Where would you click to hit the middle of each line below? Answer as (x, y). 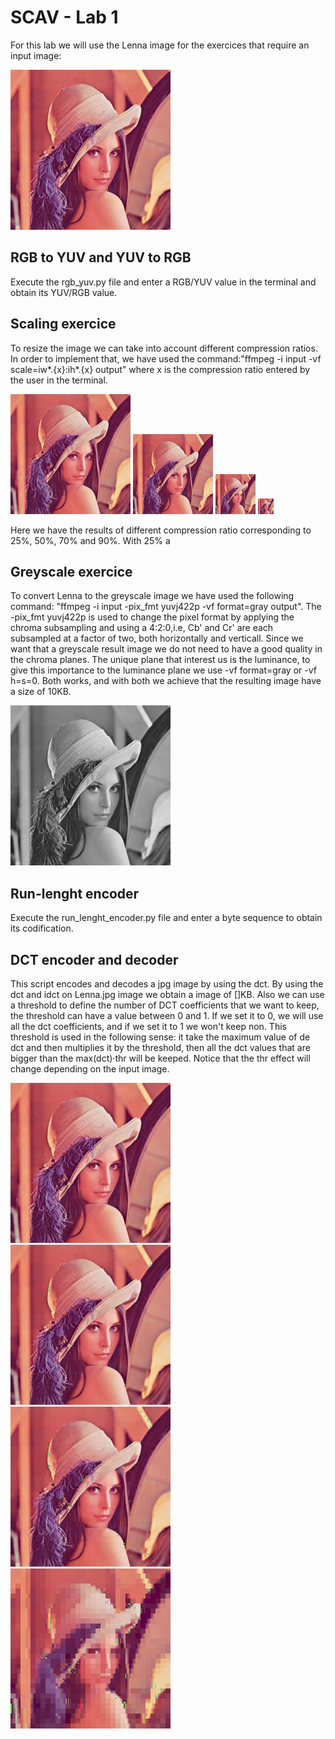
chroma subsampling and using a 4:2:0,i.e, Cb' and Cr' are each (142, 628)
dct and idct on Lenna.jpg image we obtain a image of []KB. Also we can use (167, 994)
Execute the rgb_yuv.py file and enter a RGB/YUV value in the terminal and (163, 282)
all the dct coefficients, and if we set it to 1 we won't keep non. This (148, 1026)
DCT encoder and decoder (94, 959)
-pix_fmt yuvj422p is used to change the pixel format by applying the (152, 617)
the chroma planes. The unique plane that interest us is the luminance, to (160, 660)
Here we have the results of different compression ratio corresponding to (161, 530)
